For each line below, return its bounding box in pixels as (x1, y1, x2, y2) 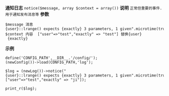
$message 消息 (5, 22, 34, 27)
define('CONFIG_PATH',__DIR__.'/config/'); (5, 55, 98, 60)
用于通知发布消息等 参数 (5, 11, 49, 17)
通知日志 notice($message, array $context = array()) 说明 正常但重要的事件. (5, 5, 162, 10)
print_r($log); (5, 86, 37, 91)
